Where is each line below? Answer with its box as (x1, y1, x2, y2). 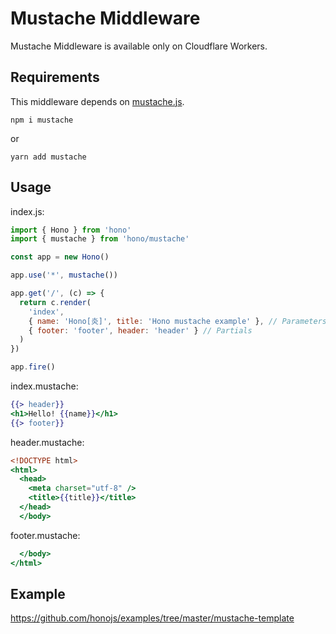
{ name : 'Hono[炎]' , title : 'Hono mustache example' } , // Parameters (28, 316, 327, 326)
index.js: (10, 205, 45, 217)
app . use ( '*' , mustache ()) (10, 270, 118, 281)
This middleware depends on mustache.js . (10, 95, 185, 107)
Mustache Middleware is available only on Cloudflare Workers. (10, 40, 268, 52)
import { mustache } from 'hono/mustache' (10, 234, 190, 244)
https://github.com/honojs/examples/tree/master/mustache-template (10, 612, 295, 624)
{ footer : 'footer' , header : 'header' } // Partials (28, 325, 253, 336)
